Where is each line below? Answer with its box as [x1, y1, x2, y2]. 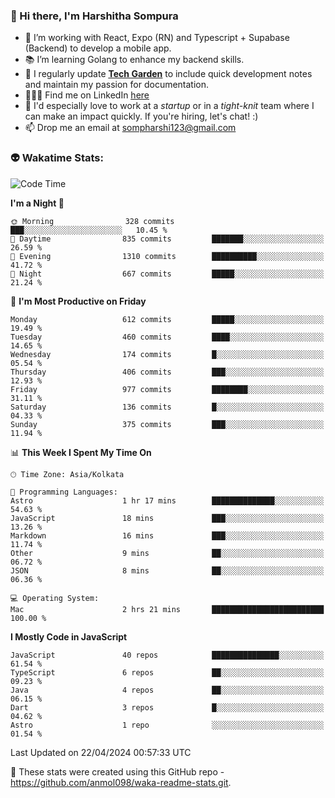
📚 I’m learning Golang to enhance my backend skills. [24, 54, 245, 66]
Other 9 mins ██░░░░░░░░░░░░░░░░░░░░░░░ [10, 548, 325, 558]
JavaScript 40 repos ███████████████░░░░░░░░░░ [10, 650, 325, 660]
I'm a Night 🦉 [10, 197, 65, 209]
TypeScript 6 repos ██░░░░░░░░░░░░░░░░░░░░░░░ [10, 667, 325, 678]
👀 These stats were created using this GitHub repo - [10, 765, 225, 778]
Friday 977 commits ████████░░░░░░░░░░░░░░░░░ [10, 384, 325, 394]
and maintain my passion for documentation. [24, 79, 210, 91]
